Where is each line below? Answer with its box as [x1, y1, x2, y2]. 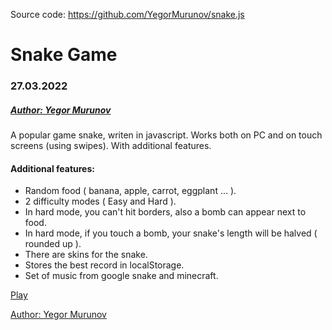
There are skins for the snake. [24, 249, 148, 261]
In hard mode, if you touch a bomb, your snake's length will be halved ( [24, 227, 318, 239]
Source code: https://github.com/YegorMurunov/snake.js [10, 9, 245, 20]
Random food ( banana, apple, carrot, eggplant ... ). [24, 185, 237, 197]
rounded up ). [24, 238, 82, 250]
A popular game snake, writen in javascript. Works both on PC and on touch [10, 129, 323, 141]
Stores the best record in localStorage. [24, 259, 185, 271]
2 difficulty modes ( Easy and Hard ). [24, 195, 177, 208]
